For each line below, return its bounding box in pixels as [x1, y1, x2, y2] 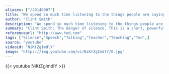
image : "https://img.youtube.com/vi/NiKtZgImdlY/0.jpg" [5, 49, 125, 54]
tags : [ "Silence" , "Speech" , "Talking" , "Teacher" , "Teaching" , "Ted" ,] [5, 35, 150, 40]
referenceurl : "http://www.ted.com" [5, 30, 82, 35]
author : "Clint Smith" [5, 16, 53, 21]
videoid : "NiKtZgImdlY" [5, 44, 55, 49]
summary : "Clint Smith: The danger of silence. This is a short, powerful [5, 26, 165, 31]
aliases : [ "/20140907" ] [5, 7, 55, 12]
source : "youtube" [5, 40, 44, 45]
